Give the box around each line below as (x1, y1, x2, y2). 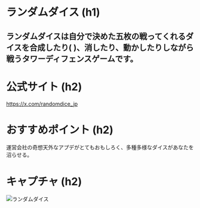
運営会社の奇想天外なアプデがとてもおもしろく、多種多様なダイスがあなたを (6, 144, 194, 151)
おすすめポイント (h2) (6, 123, 113, 137)
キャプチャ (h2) (6, 174, 82, 188)
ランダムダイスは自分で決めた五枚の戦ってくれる (6, 31, 186, 41)
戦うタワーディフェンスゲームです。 (6, 53, 139, 64)
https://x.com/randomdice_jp (6, 100, 78, 107)
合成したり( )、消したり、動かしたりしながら (29, 43, 194, 53)
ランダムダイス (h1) (6, 5, 100, 19)
